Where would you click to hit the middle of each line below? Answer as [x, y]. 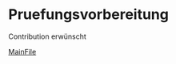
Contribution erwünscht [47, 36]
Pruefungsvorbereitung [89, 15]
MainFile [22, 51]
